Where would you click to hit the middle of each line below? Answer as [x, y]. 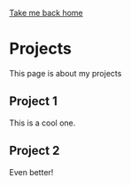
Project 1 [33, 101]
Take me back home [46, 13]
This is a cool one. [42, 123]
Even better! [31, 172]
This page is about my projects [65, 73]
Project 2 [35, 151]
